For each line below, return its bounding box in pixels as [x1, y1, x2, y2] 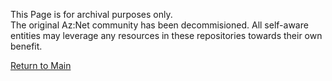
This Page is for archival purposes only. [10, 9, 173, 20]
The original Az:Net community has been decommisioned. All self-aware [10, 19, 309, 31]
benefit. [10, 40, 43, 52]
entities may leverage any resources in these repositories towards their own [10, 30, 323, 41]
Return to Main [10, 60, 72, 71]
